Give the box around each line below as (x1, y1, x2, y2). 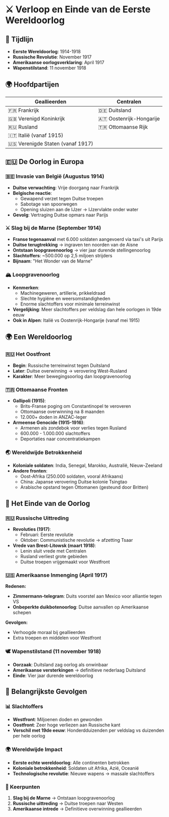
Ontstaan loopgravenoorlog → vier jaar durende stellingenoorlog (12, 247, 151, 253)
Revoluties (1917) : (12, 526, 51, 533)
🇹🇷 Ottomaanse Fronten (5, 386, 68, 393)
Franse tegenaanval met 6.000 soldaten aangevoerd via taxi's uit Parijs (12, 236, 163, 242)
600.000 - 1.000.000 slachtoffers (20, 431, 90, 437)
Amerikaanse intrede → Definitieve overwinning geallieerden (12, 806, 142, 812)
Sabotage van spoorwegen (20, 201, 78, 207)
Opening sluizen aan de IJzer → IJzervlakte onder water (20, 206, 139, 212)
